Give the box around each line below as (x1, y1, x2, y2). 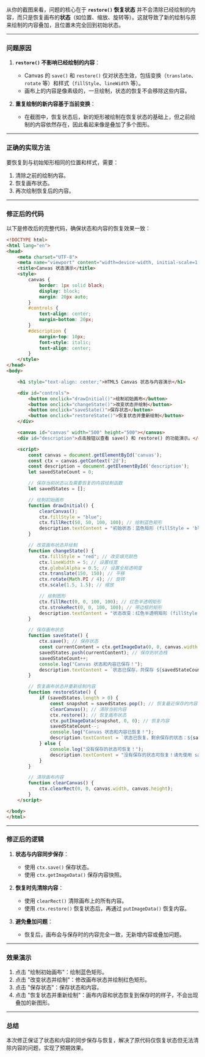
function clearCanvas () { (28, 780, 95, 786)
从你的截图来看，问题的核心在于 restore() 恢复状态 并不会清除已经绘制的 (6, 6, 190, 13)
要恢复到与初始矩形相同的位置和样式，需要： (6, 159, 119, 166)
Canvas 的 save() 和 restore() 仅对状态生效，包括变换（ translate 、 (24, 72, 197, 79)
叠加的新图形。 (15, 999, 53, 1007)
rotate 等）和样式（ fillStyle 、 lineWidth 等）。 (24, 80, 145, 87)
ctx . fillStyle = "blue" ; (38, 514, 103, 520)
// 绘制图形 (38, 593, 66, 599)
